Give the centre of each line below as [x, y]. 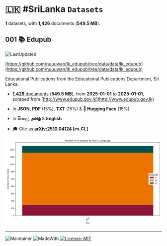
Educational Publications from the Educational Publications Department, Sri [82, 79]
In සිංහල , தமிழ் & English [37, 118]
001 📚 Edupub [28, 40]
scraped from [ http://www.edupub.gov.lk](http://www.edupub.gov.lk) [83, 99]
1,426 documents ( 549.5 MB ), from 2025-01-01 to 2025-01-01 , [78, 94]
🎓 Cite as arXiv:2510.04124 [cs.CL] [50, 129]
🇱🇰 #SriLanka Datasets [54, 9]
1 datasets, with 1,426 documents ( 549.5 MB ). [53, 23]
